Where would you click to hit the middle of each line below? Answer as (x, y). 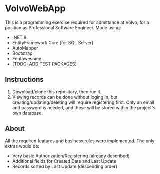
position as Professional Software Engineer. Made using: (63, 27)
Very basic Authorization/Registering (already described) (71, 156)
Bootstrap (22, 53)
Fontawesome (27, 58)
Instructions (24, 80)
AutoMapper (25, 48)
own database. (28, 113)
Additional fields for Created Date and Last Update (64, 161)
